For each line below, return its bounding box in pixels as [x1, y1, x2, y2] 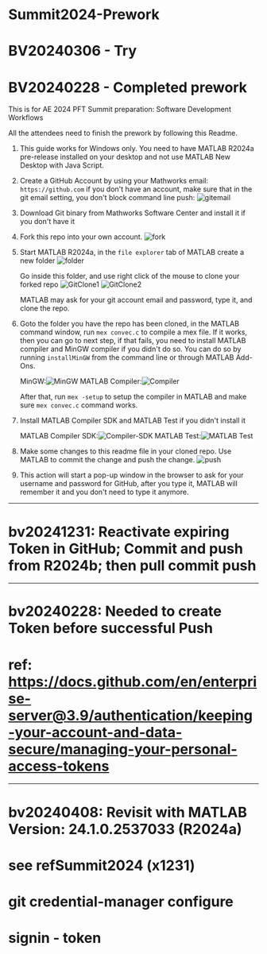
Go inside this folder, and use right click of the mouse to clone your [19, 272, 240, 281]
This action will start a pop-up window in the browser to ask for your [19, 470, 244, 480]
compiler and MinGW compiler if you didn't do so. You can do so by [19, 344, 242, 354]
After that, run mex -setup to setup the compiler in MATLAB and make [19, 392, 247, 402]
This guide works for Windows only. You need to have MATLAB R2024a [19, 144, 254, 153]
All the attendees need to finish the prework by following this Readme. [8, 129, 238, 138]
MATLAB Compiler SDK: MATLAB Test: [19, 431, 201, 441]
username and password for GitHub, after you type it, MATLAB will [19, 479, 238, 489]
